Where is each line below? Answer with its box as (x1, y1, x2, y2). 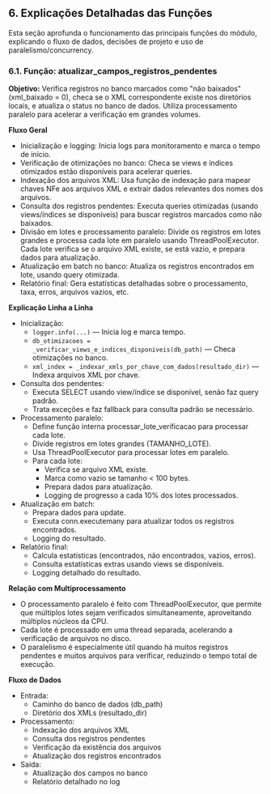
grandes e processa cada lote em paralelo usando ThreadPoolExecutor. (19, 236, 260, 245)
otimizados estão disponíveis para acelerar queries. (19, 167, 193, 176)
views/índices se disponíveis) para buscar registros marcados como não (19, 210, 262, 219)
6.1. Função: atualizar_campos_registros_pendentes (8, 65, 218, 76)
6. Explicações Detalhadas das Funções (8, 6, 213, 20)
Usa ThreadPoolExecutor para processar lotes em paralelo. (32, 448, 230, 457)
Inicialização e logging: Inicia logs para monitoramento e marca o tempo (19, 141, 260, 151)
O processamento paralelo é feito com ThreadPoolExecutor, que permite (19, 599, 262, 609)
